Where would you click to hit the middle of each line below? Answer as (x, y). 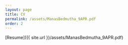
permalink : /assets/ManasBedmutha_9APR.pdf (51, 19)
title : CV (15, 14)
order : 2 (14, 23)
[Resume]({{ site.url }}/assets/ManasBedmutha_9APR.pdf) (64, 38)
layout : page (19, 10)
